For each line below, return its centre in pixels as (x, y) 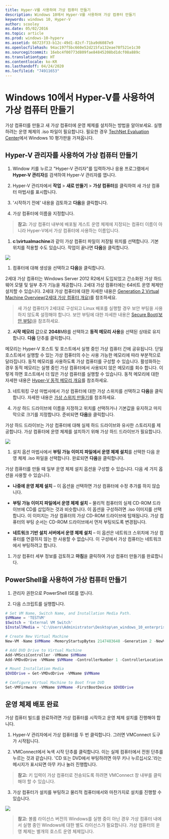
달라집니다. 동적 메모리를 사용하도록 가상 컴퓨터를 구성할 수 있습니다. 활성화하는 (83, 361)
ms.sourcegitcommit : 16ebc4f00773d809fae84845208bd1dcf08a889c (73, 52)
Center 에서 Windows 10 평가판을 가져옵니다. (50, 138)
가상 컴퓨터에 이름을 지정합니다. (43, 213)
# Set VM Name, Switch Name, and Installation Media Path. (68, 613)
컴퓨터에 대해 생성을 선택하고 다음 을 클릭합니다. (59, 268)
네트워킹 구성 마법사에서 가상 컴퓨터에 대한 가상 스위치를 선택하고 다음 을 (83, 391)
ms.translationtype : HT (30, 57)
